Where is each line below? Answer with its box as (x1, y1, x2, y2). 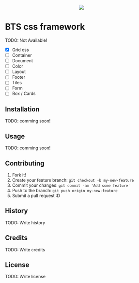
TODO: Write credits (5, 247, 45, 252)
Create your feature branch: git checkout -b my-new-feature (12, 177, 134, 183)
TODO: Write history (5, 219, 46, 226)
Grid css (12, 47, 29, 53)
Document (12, 58, 33, 64)
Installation (5, 105, 40, 113)
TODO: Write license (5, 274, 46, 280)
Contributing (5, 159, 45, 167)
